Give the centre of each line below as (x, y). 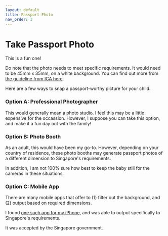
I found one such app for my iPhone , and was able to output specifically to (83, 213)
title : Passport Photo (29, 15)
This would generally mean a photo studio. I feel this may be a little (75, 113)
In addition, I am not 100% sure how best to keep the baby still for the (78, 168)
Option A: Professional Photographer (52, 102)
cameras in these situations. (35, 173)
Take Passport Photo (50, 44)
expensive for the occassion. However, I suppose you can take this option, (83, 118)
